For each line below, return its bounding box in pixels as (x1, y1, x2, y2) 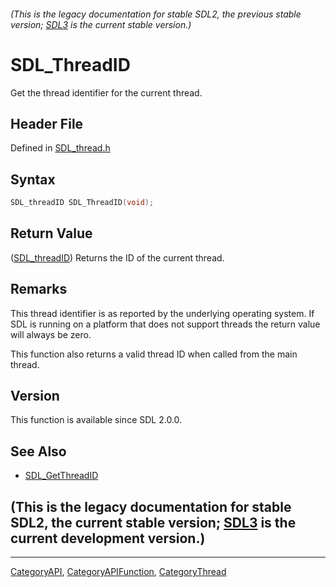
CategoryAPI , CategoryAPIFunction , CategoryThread (10, 566, 227, 578)
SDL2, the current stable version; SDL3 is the (10, 514, 297, 531)
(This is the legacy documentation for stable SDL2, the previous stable (10, 8, 302, 20)
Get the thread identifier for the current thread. (10, 86, 203, 99)
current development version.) (10, 530, 206, 547)
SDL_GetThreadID (24, 470, 99, 482)
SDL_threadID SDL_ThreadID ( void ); (10, 198, 155, 208)
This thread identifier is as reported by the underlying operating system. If (10, 307, 315, 319)
